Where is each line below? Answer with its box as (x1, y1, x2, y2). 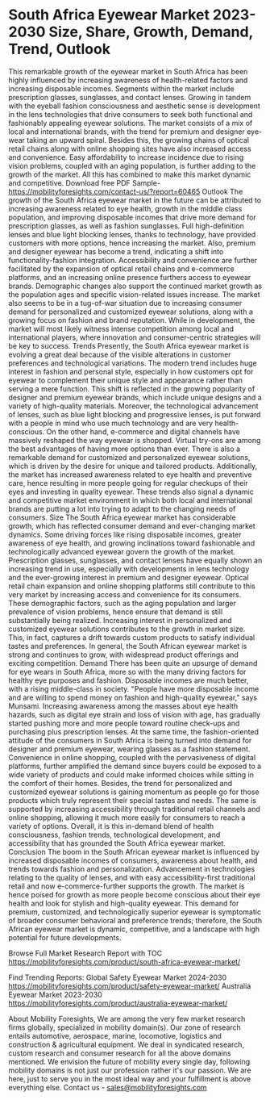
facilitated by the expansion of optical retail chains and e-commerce (8, 264, 235, 274)
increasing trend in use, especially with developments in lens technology (8, 563, 250, 574)
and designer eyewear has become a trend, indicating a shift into (8, 246, 224, 256)
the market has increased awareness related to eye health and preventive (8, 470, 252, 479)
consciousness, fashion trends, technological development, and (8, 830, 221, 839)
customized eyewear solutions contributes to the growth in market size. (8, 624, 246, 634)
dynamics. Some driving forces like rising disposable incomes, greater (8, 529, 242, 539)
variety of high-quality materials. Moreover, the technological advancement (8, 401, 260, 411)
